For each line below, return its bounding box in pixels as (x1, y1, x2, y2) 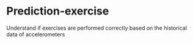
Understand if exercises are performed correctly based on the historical (6, 24, 188, 31)
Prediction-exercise (6, 4, 109, 18)
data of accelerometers (6, 30, 65, 38)
